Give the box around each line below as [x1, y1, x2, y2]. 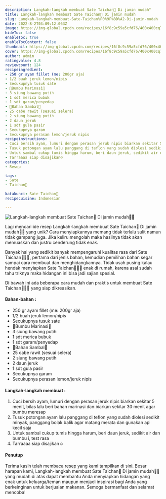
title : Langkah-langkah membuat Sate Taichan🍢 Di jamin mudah [5, 12, 136, 17]
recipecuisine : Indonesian [5, 196, 61, 201]
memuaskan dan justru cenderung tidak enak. [5, 239, 99, 245]
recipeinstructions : [5, 137, 48, 142]
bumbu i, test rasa [12, 435, 49, 441]
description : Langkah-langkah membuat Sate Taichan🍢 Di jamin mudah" [5, 7, 152, 12]
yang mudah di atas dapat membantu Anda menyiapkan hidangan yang [5, 474, 150, 480]
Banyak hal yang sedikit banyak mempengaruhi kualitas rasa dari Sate [5, 249, 147, 255]
